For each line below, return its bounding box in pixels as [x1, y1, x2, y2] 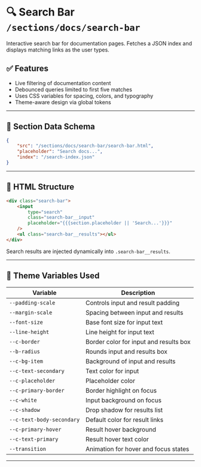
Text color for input [86, 367, 139, 375]
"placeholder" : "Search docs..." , [17, 149, 103, 155]
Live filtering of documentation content [14, 79, 111, 86]
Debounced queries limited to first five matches [14, 86, 133, 93]
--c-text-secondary [9, 367, 65, 374]
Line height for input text [86, 328, 154, 336]
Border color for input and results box [86, 338, 191, 346]
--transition [9, 445, 47, 452]
